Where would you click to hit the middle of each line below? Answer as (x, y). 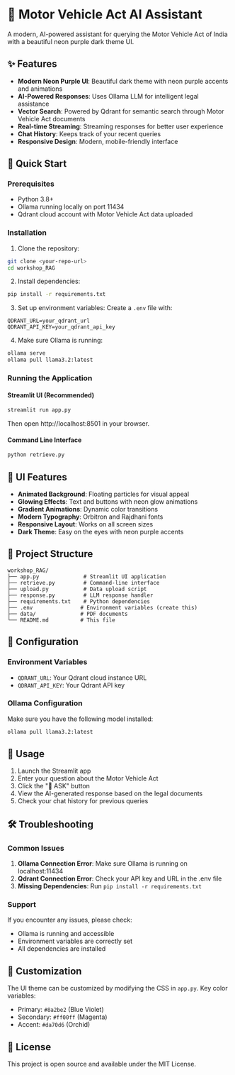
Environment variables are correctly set (75, 941)
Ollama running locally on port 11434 (71, 207)
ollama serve (27, 353)
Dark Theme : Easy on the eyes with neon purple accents (101, 532)
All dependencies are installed (62, 949)
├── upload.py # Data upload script (77, 589)
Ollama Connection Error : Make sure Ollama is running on (102, 864)
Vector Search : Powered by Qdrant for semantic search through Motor (121, 111)
